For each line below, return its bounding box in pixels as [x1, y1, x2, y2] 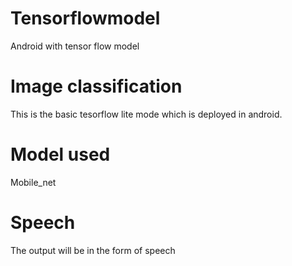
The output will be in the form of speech [10, 244, 176, 256]
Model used [10, 143, 111, 166]
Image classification [10, 75, 183, 98]
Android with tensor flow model [10, 40, 140, 52]
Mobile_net [10, 176, 57, 188]
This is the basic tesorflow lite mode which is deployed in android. [10, 108, 283, 120]
